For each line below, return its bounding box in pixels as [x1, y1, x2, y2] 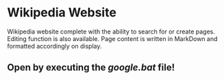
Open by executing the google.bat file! [7, 62, 175, 73]
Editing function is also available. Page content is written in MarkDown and [7, 34, 218, 42]
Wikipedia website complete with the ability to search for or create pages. [7, 27, 216, 36]
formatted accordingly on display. [7, 42, 102, 50]
